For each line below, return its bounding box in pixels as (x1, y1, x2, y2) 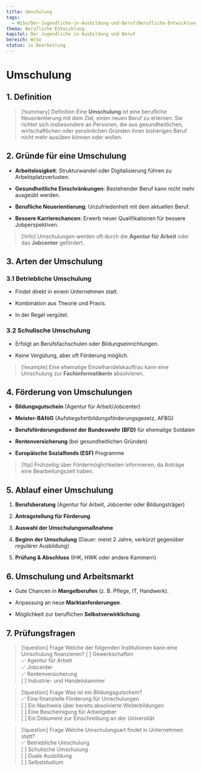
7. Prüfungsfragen (6, 628, 76, 638)
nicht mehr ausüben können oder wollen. (20, 133, 123, 141)
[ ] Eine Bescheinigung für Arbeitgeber (20, 708, 117, 715)
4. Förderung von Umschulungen (6, 387, 132, 397)
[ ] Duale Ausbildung (20, 752, 72, 759)
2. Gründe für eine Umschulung (6, 151, 127, 161)
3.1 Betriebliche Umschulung (6, 275, 92, 282)
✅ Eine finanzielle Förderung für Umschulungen (20, 695, 139, 702)
